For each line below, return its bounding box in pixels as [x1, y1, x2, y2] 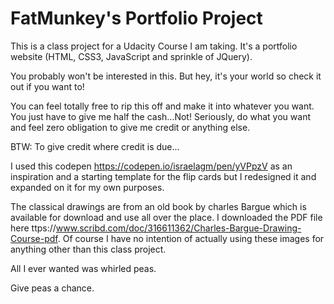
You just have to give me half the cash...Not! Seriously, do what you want [10, 110, 311, 122]
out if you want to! [10, 80, 85, 92]
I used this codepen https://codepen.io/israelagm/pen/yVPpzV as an [10, 160, 293, 172]
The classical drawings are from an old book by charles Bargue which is [10, 200, 307, 212]
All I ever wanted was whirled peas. [10, 262, 157, 274]
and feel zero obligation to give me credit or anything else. [10, 121, 251, 133]
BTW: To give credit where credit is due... [10, 140, 180, 152]
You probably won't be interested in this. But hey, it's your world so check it [10, 70, 322, 82]
